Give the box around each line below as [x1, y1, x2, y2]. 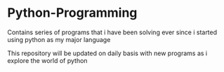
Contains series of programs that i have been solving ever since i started [7, 28, 218, 36]
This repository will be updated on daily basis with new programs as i [7, 49, 208, 57]
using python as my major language [7, 35, 111, 43]
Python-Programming [7, 5, 138, 21]
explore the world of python [7, 56, 88, 64]
